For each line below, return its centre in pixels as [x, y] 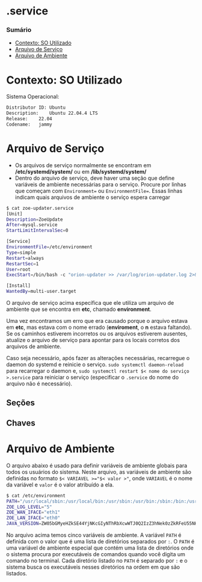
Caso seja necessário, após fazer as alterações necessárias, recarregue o [98, 358]
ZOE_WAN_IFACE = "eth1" [33, 512]
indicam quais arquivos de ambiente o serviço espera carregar [92, 197]
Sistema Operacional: [33, 97]
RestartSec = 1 [23, 264]
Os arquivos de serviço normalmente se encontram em [83, 165]
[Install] [19, 286]
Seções [20, 403]
